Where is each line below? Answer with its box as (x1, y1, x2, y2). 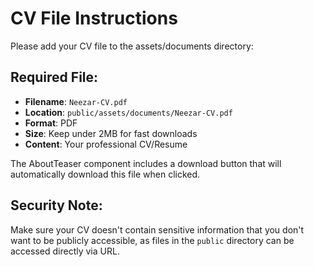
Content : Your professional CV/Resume (24, 138, 188, 150)
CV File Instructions (10, 7, 178, 30)
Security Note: (10, 197, 103, 214)
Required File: (10, 69, 99, 86)
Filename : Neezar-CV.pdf (24, 95, 128, 107)
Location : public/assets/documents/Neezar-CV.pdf (24, 106, 233, 118)
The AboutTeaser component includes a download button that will (10, 157, 282, 169)
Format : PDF (24, 117, 78, 129)
